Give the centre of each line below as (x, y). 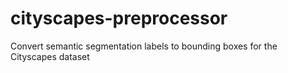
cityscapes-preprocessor (119, 18)
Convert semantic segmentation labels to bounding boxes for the (144, 46)
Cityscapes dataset (50, 56)
